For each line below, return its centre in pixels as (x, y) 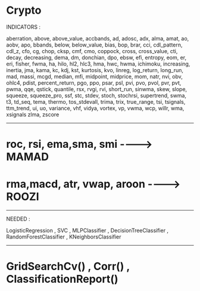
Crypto (24, 10)
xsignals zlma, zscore (33, 114)
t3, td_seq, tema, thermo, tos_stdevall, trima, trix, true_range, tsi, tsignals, (96, 101)
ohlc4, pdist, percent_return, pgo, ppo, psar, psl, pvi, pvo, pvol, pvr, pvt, (94, 83)
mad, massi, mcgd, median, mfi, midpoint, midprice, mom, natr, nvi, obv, (95, 76)
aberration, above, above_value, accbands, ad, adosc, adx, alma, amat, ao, (98, 38)
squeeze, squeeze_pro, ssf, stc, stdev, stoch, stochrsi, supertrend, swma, (96, 95)
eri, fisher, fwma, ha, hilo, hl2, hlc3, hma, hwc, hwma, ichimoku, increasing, (98, 64)
